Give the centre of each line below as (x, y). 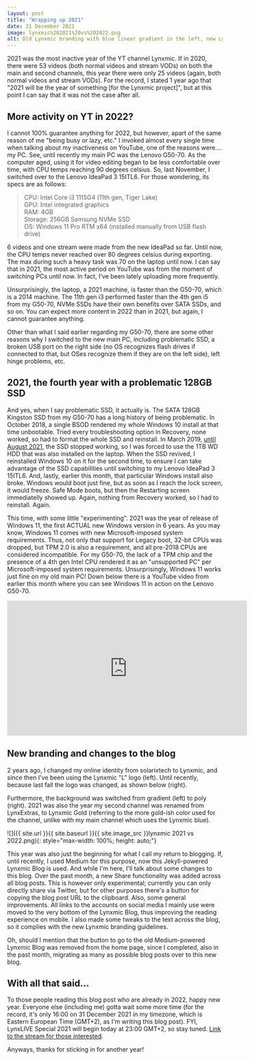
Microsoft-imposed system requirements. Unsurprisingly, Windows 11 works (114, 569)
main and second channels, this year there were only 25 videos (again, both (114, 73)
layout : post (26, 13)
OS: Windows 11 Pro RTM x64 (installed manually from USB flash (115, 226)
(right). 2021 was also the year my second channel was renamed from (106, 805)
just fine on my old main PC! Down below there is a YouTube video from (108, 576)
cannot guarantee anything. (46, 318)
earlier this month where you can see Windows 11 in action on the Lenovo (111, 583)
